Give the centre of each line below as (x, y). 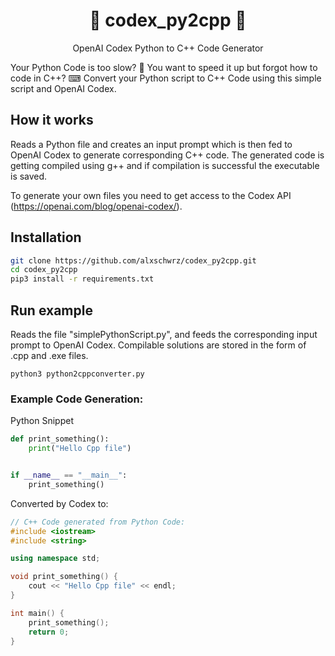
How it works (52, 120)
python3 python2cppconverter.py (77, 374)
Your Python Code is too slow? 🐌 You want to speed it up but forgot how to (164, 67)
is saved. (29, 176)
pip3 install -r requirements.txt (82, 279)
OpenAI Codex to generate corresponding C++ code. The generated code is (167, 155)
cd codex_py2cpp (44, 270)
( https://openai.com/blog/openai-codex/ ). (96, 206)
